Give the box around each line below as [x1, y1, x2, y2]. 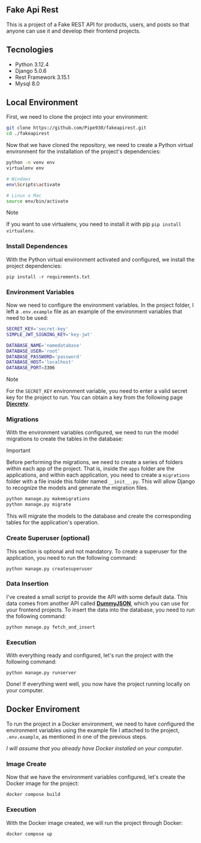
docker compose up [6, 831, 52, 837]
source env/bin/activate [6, 198, 69, 204]
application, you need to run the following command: [6, 554, 137, 561]
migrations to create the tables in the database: [6, 435, 123, 442]
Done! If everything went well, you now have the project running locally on [6, 680, 191, 688]
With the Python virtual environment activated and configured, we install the [6, 255, 195, 263]
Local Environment [6, 98, 78, 108]
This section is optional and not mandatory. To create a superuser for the [6, 548, 187, 555]
